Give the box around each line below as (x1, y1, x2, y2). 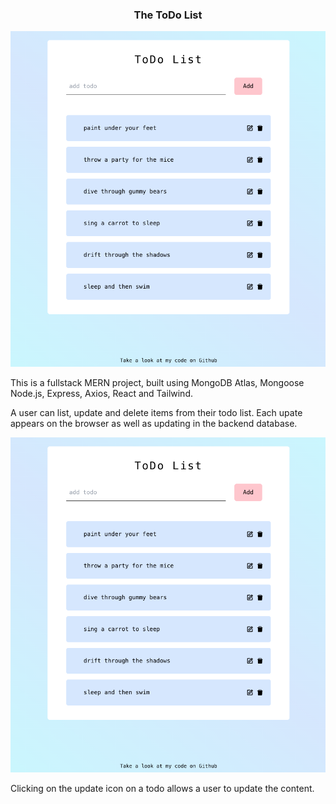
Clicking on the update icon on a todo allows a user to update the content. (10, 782, 315, 794)
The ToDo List (133, 8, 203, 22)
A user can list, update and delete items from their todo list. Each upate (10, 406, 303, 418)
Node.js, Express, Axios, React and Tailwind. (10, 387, 193, 399)
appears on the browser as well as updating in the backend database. (10, 417, 298, 429)
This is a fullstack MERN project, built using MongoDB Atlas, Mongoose (10, 376, 305, 388)
